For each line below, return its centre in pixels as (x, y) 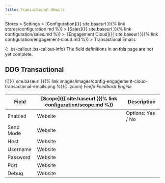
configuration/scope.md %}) (79, 105)
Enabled (17, 116)
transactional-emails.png (30, 87)
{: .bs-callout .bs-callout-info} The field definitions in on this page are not (79, 49)
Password (19, 157)
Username (20, 150)
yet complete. (19, 54)
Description (142, 102)
